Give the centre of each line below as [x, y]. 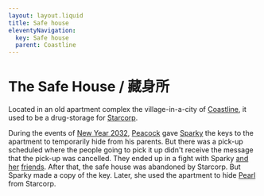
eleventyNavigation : [43, 30]
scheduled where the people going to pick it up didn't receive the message [131, 150]
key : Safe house [42, 38]
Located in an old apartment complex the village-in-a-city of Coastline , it [127, 110]
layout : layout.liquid [46, 15]
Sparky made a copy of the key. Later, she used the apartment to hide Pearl [132, 175]
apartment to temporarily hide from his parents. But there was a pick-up [126, 142]
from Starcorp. [32, 184]
